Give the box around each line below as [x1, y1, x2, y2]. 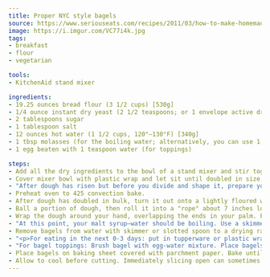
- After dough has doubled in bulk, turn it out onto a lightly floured [8, 198, 257, 206]
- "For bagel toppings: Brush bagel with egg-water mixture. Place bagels [8, 242, 264, 250]
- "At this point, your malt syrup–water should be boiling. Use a [8, 219, 239, 227]
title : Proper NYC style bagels [8, 11, 117, 20]
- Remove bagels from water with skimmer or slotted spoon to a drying [8, 226, 253, 235]
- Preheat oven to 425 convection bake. [8, 189, 146, 198]
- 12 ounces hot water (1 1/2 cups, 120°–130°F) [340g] [8, 130, 199, 139]
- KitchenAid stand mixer [8, 78, 95, 87]
